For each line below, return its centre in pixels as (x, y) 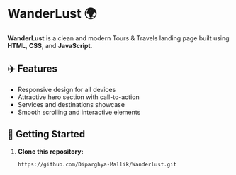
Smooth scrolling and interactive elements (79, 112)
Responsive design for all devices (67, 89)
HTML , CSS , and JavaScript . (50, 45)
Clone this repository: (50, 151)
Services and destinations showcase (71, 104)
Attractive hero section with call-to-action (78, 97)
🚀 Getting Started (46, 134)
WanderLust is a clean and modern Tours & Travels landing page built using (118, 38)
